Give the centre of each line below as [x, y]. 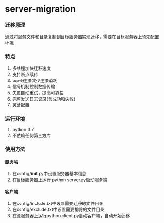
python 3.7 [23, 130]
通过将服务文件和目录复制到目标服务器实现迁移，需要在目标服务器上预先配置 [82, 37]
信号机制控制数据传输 [33, 86]
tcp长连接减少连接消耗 [35, 80]
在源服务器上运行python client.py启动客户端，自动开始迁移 [71, 216]
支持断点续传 [25, 74]
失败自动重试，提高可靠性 [38, 92]
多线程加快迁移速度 [31, 68]
